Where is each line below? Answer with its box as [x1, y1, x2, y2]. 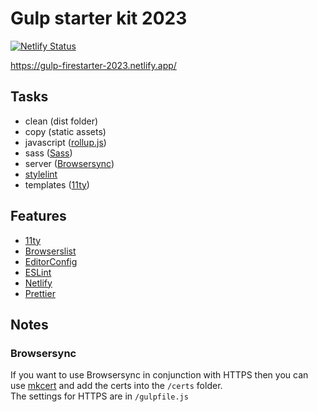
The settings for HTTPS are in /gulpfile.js [10, 390, 189, 402]
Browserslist [24, 245, 77, 257]
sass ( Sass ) [24, 147, 73, 159]
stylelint [24, 168, 58, 180]
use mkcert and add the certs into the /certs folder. [10, 380, 223, 392]
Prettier [24, 287, 56, 299]
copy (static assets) [24, 125, 107, 137]
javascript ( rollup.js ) [24, 136, 107, 148]
